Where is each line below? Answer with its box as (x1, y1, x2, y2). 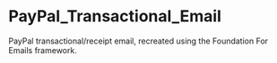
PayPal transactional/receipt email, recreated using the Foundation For (8, 35, 269, 46)
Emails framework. (8, 44, 77, 55)
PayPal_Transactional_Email (8, 6, 221, 27)
